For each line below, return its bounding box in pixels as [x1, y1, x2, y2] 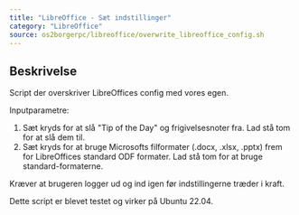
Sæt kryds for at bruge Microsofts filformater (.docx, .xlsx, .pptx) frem [22, 142, 283, 153]
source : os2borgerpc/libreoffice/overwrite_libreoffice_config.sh [9, 30, 265, 39]
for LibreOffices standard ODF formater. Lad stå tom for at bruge [22, 151, 264, 163]
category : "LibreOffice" [9, 22, 103, 31]
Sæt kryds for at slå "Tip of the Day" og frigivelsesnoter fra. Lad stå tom [22, 123, 291, 134]
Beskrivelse [9, 63, 78, 79]
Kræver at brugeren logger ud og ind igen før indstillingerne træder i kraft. [9, 178, 285, 190]
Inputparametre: [9, 105, 70, 116]
